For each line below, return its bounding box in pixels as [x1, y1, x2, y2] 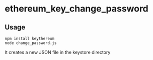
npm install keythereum [5, 36, 55, 41]
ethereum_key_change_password [5, 3, 149, 14]
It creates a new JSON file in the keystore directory [5, 49, 111, 55]
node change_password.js [5, 40, 57, 45]
